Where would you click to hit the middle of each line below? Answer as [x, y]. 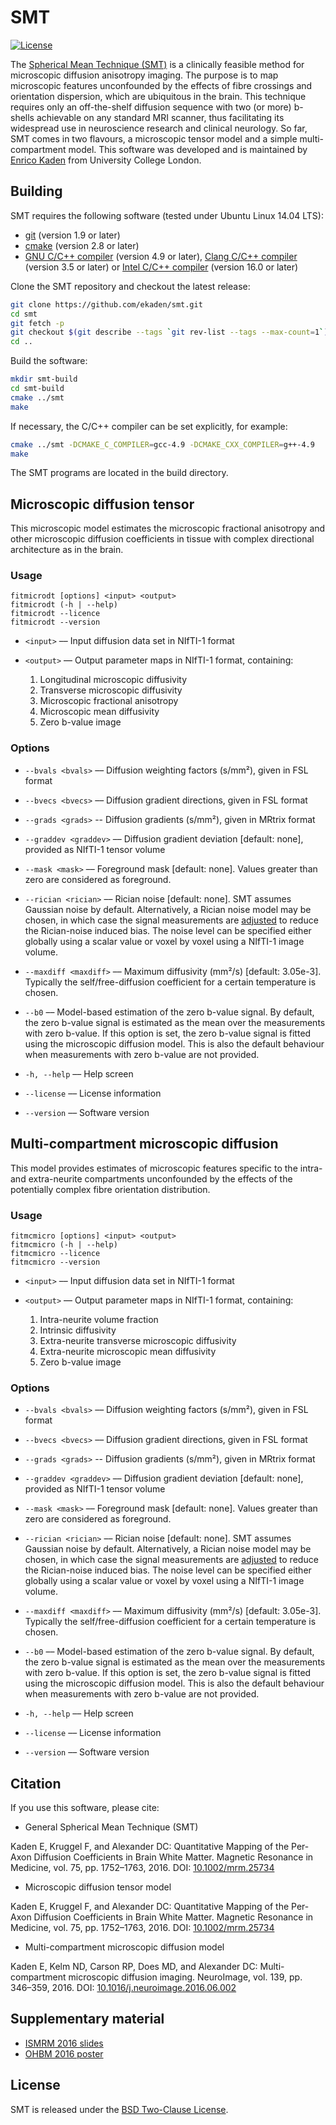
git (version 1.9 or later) [72, 235]
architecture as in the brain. [67, 550]
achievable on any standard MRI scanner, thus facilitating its [160, 117]
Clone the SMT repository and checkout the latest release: [130, 286]
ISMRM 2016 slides [64, 2043]
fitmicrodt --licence [55, 614]
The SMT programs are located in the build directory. [119, 473]
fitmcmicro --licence [55, 1253]
